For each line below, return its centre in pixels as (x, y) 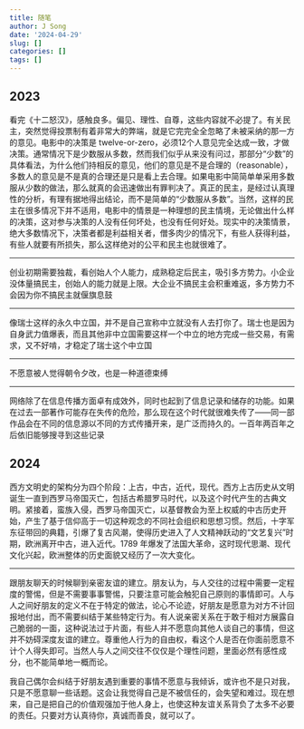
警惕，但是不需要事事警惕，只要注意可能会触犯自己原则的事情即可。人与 (160, 594)
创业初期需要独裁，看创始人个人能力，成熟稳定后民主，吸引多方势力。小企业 (152, 272)
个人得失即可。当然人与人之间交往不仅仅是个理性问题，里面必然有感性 (147, 650)
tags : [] (26, 60)
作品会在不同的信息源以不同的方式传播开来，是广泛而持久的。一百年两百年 (148, 423)
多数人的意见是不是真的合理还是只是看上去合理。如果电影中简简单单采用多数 (152, 176)
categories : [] (38, 52)
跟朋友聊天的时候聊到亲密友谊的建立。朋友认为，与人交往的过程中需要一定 (148, 582)
